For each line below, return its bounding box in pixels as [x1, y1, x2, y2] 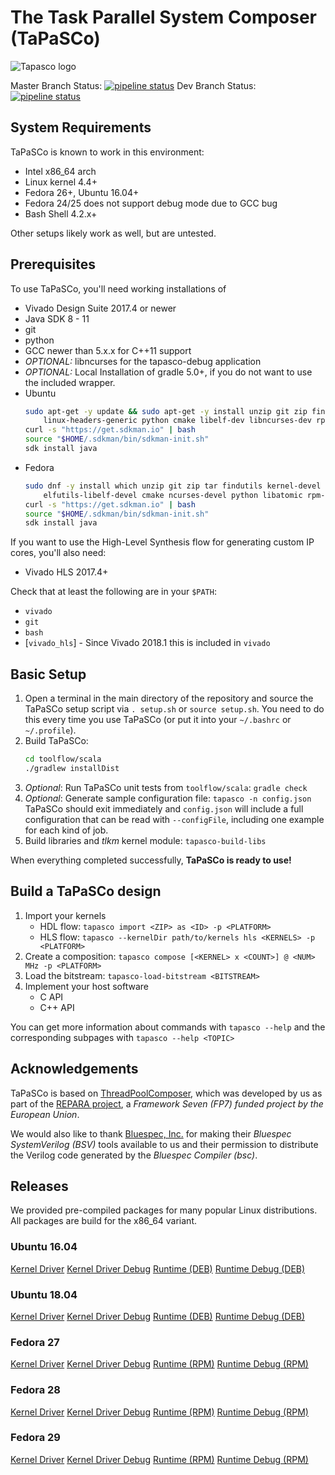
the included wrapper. [24, 376, 116, 388]
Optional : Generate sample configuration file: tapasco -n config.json [24, 792, 312, 804]
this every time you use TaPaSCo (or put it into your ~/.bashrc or [24, 714, 292, 726]
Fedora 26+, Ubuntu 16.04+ [24, 186, 140, 198]
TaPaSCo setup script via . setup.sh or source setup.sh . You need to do [24, 703, 325, 715]
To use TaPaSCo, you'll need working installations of [10, 282, 227, 295]
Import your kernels [24, 909, 107, 921]
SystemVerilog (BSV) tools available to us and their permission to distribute [10, 1138, 319, 1150]
